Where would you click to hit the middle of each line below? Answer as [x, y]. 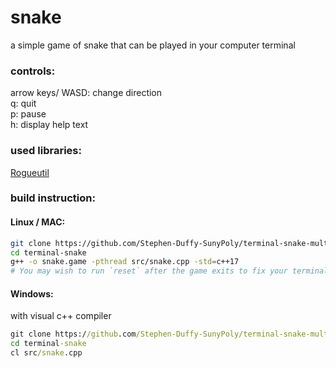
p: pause [28, 114]
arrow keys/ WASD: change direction [86, 93]
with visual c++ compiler [61, 316]
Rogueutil [30, 172]
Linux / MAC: [38, 222]
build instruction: [53, 198]
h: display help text [49, 125]
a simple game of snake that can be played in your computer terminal [153, 45]
